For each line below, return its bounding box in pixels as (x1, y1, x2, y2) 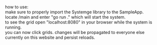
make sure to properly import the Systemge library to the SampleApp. (5, 9, 144, 15)
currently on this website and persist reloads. (5, 34, 95, 40)
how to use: (5, 4, 29, 10)
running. (5, 24, 22, 30)
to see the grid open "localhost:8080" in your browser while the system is (5, 19, 153, 25)
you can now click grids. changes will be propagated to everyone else (5, 30, 145, 35)
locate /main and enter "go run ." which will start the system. (5, 14, 126, 20)
